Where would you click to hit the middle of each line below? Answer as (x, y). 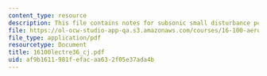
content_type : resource (48, 15)
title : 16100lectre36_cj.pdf (56, 52)
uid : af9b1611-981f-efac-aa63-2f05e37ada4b (81, 60)
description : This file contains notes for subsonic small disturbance (129, 23)
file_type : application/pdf (55, 38)
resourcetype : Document (48, 45)
